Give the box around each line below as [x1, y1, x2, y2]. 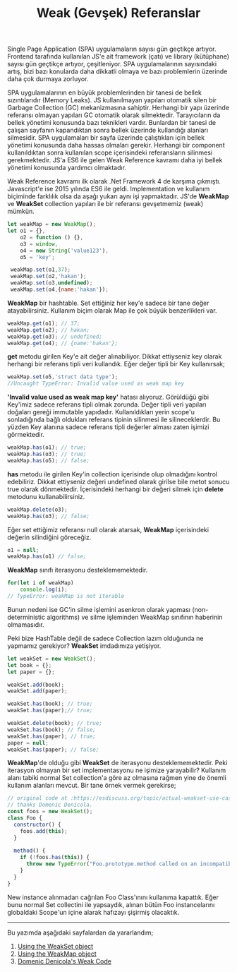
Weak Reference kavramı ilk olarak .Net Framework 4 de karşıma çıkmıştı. [7, 177, 221, 186]
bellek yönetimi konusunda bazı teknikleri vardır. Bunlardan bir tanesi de [7, 119, 217, 127]
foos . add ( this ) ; [20, 827, 68, 834]
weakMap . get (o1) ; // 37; [7, 320, 80, 327]
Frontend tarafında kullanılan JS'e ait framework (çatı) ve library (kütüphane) [7, 52, 230, 61]
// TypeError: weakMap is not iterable [7, 593, 125, 600]
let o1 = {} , [7, 227, 46, 234]
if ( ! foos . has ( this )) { [20, 854, 90, 861]
